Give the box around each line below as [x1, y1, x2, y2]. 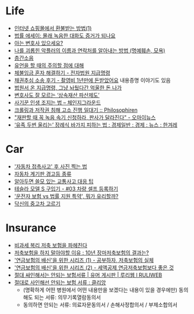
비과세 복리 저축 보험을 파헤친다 [14, 241, 87, 249]
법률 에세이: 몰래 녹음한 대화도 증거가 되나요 [14, 32, 116, 39]
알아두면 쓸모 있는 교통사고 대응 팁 [14, 177, 94, 185]
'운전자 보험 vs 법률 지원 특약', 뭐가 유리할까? [14, 192, 119, 200]
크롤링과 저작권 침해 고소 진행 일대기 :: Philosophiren [14, 106, 138, 114]
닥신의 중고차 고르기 [14, 200, 61, 207]
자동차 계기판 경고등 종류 [14, 170, 72, 177]
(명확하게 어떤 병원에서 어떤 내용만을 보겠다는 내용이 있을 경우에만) [23, 286, 177, 293]
